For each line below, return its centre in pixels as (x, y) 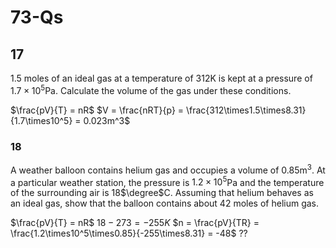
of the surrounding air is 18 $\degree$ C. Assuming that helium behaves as (162, 193)
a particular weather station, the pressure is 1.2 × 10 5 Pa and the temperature (167, 181)
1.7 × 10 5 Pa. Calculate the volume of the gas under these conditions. (151, 89)
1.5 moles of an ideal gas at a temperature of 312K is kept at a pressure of (161, 78)
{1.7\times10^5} (41, 120)
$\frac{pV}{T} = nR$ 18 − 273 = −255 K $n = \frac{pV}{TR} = (135, 223)
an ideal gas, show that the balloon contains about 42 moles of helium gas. (165, 203)
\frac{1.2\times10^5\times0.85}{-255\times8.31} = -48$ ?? (129, 233)
